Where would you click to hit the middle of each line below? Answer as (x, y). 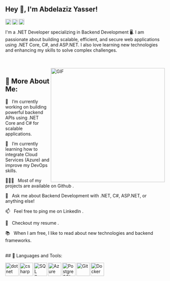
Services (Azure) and (27, 160)
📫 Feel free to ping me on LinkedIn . (44, 211)
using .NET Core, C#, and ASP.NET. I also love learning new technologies (81, 45)
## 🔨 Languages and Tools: (34, 255)
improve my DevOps (27, 165)
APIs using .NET (22, 118)
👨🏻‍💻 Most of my (23, 180)
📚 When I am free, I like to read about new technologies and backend (79, 233)
